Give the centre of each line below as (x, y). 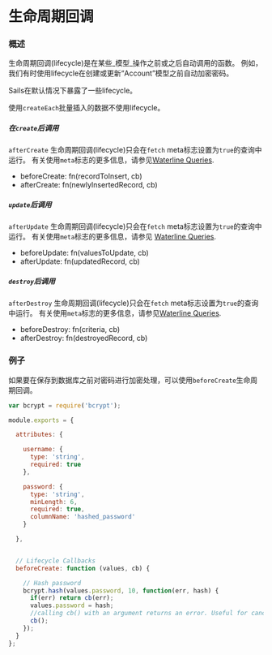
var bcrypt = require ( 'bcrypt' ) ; (65, 405)
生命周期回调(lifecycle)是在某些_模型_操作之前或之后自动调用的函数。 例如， (136, 63)
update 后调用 (30, 205)
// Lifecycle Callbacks (55, 561)
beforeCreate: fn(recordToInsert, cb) (81, 176)
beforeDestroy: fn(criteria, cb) (70, 330)
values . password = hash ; (72, 605)
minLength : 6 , (54, 502)
